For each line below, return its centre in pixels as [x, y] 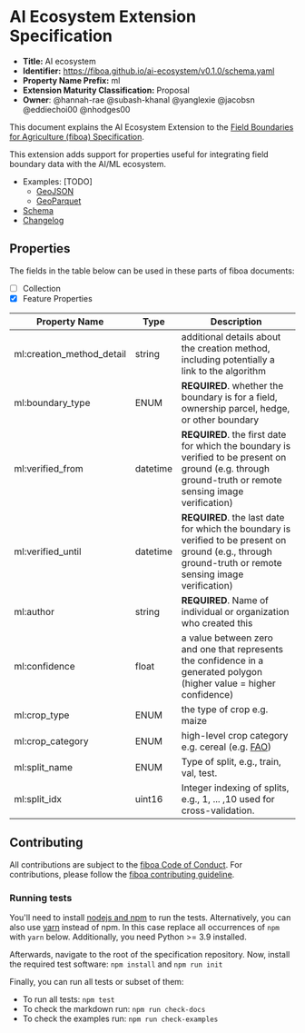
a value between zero [227, 638]
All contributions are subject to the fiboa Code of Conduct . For [126, 864]
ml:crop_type [42, 715]
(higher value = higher [229, 683]
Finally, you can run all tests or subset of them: [97, 981]
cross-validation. [218, 810]
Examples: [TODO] [57, 181]
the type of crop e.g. [225, 709]
